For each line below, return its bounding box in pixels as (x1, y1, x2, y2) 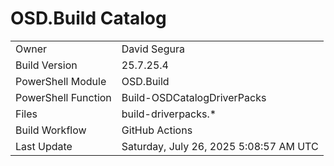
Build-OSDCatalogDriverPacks (121, 90, 267, 104)
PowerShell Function (15, 90, 112, 104)
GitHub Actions (121, 123, 193, 137)
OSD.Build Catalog (10, 7, 167, 30)
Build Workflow (15, 123, 87, 137)
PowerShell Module (15, 74, 107, 88)
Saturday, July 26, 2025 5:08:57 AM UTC (121, 139, 319, 153)
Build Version (15, 58, 78, 72)
